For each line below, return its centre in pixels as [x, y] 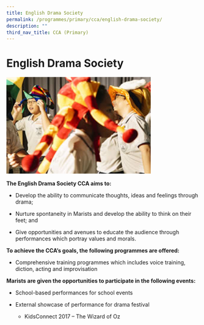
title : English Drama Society [45, 13]
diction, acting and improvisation [56, 269]
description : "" [27, 26]
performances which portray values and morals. [75, 239]
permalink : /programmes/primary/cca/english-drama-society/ [85, 19]
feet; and [27, 220]
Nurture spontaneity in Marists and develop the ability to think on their [103, 214]
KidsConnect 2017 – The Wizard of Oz [72, 316]
